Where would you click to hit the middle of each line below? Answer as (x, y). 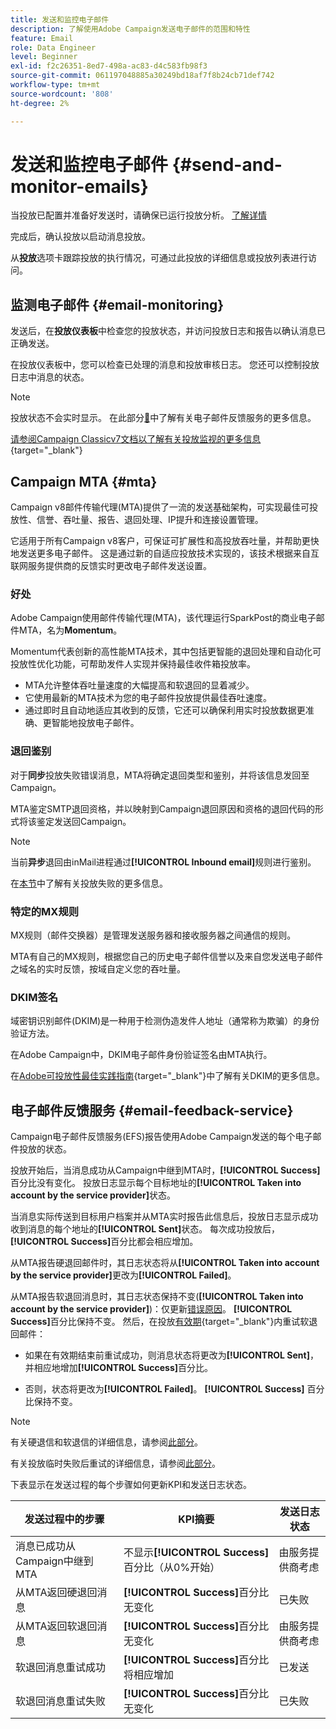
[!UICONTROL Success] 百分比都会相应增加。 (104, 1242)
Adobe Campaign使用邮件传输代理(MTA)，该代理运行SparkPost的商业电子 (163, 618)
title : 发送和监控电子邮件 (60, 19)
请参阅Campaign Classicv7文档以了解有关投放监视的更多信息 (136, 439)
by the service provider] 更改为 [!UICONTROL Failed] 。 (123, 1275)
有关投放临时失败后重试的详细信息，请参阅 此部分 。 (115, 1463)
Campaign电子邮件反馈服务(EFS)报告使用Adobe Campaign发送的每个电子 (161, 1137)
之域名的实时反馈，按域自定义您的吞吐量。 (98, 968)
